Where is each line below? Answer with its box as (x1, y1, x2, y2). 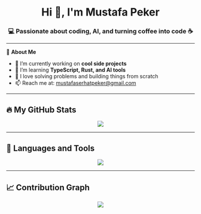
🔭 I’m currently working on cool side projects (14, 60, 127, 68)
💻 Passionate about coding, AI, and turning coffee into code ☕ (8, 27, 193, 35)
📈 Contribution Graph (6, 182, 90, 192)
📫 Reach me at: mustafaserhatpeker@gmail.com (14, 80, 136, 87)
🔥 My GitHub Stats (6, 105, 77, 115)
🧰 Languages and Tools (6, 143, 95, 153)
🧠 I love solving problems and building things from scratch (14, 73, 159, 80)
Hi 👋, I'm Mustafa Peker (41, 5, 160, 19)
